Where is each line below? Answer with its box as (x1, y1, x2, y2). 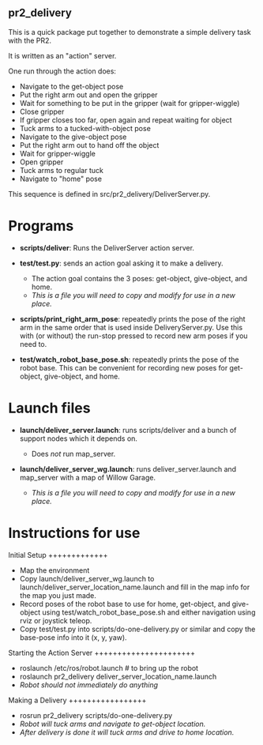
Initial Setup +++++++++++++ (8, 550, 108, 559)
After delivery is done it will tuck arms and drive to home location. (19, 727, 235, 737)
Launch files (8, 399, 91, 417)
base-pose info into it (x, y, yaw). (19, 632, 128, 642)
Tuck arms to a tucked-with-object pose (19, 123, 152, 133)
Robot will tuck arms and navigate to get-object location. (19, 719, 206, 728)
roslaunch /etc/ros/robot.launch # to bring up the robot (19, 663, 199, 672)
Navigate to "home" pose (19, 174, 103, 183)
